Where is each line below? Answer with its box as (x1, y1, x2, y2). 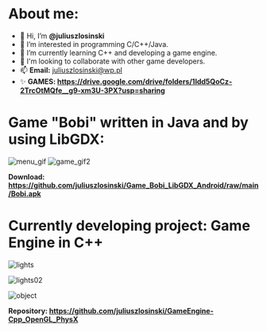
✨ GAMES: (19, 76, 56, 86)
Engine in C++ (8, 234, 103, 252)
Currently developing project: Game (8, 217, 250, 235)
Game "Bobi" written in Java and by (8, 114, 249, 132)
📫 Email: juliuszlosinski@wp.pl (19, 65, 123, 75)
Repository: (8, 306, 48, 315)
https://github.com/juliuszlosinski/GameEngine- (48, 306, 214, 315)
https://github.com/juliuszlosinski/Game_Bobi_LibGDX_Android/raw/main (8, 180, 259, 190)
